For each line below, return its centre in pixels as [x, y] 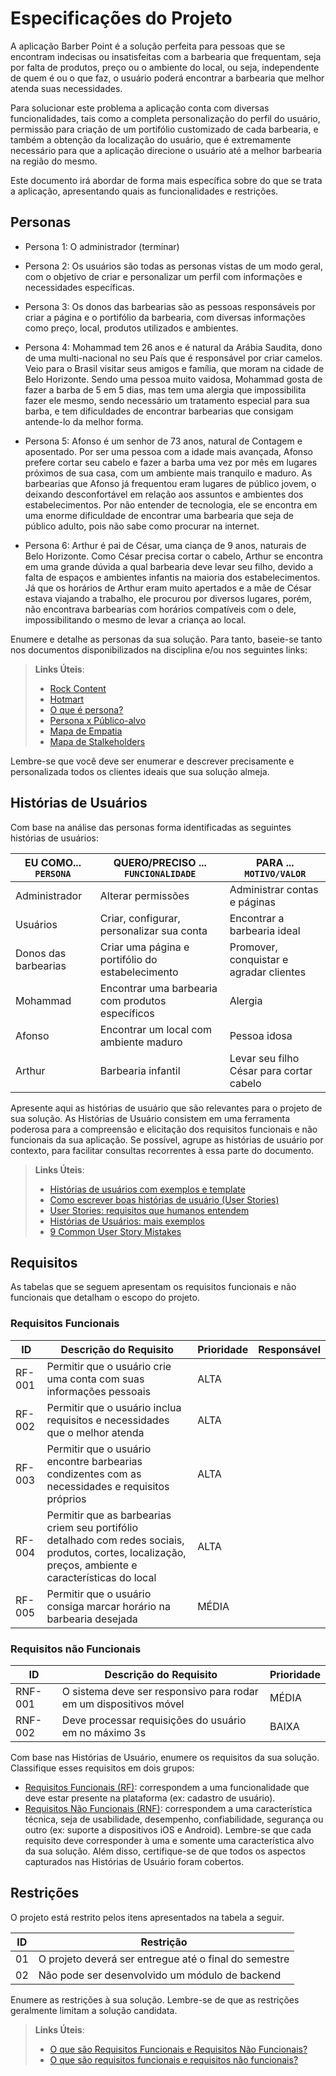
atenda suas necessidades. [66, 88]
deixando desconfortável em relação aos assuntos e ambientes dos [164, 494]
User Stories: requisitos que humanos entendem [149, 1210]
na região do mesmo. [54, 161]
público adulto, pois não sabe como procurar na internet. [142, 526]
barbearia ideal [265, 930]
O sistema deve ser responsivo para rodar [160, 1691]
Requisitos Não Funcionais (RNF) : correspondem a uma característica [168, 1808]
